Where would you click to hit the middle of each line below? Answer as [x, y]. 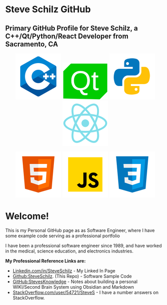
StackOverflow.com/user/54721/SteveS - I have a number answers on [86, 292]
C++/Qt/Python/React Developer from [67, 36]
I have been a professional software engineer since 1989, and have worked [84, 245]
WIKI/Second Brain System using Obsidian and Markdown [73, 287]
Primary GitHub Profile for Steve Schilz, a [72, 28]
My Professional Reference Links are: [46, 261]
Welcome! [27, 216]
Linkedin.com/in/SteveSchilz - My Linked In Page [64, 270]
